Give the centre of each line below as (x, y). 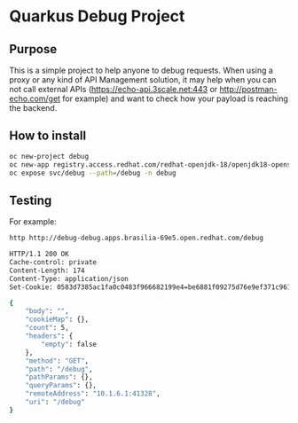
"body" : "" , (47, 311)
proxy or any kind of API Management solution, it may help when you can (143, 80)
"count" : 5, (47, 328)
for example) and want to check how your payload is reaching (175, 98)
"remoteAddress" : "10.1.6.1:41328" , (93, 394)
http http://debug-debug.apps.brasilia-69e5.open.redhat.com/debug (137, 238)
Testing (31, 200)
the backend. (33, 108)
